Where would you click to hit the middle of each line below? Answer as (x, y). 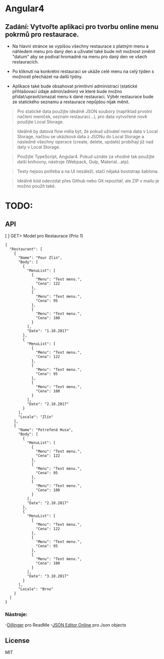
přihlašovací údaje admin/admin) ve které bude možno (67, 91)
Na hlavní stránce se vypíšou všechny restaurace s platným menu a (80, 46)
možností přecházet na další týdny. (47, 76)
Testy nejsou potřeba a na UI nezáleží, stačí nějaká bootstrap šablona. (88, 171)
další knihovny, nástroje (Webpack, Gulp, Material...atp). (73, 162)
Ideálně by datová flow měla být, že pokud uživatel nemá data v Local (87, 131)
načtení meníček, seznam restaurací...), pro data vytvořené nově (82, 117)
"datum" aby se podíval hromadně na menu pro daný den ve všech (80, 57)
